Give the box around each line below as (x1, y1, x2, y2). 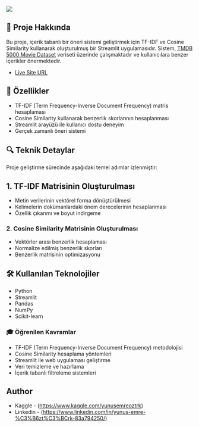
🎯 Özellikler (6, 86, 49, 96)
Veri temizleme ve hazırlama (14, 363, 84, 370)
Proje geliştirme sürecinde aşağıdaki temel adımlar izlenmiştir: (6, 164, 157, 171)
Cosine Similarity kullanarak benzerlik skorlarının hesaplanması (14, 114, 169, 121)
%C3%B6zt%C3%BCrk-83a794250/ (14, 414, 106, 422)
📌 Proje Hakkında (6, 23, 71, 33)
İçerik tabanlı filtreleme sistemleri (14, 369, 96, 376)
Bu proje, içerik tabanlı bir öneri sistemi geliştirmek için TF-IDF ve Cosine (6, 38, 184, 45)
